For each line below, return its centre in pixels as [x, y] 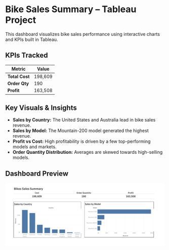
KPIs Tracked [27, 55]
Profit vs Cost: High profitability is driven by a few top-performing [81, 141]
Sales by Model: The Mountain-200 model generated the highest [80, 131]
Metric [18, 69]
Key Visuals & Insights [41, 108]
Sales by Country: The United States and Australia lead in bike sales [84, 120]
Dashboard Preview [37, 173]
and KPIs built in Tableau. [32, 39]
